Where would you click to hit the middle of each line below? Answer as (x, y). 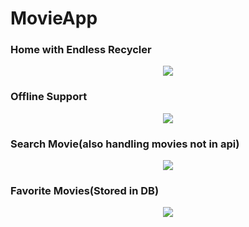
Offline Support (49, 97)
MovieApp (54, 18)
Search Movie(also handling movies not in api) (125, 144)
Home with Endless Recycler (81, 50)
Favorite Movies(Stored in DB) (85, 190)
